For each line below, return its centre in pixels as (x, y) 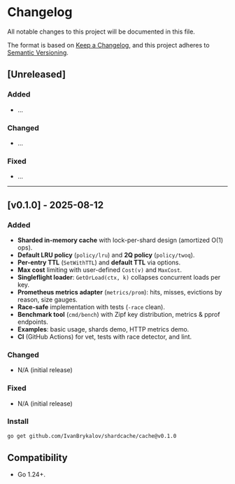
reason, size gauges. (48, 299)
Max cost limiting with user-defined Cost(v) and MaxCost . (100, 269)
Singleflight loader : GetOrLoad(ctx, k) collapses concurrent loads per (119, 277)
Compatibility (37, 458)
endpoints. (33, 322)
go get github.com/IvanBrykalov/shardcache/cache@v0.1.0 (92, 436)
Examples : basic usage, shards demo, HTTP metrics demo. (103, 329)
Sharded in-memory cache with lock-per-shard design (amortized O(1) (120, 240)
